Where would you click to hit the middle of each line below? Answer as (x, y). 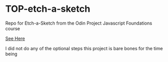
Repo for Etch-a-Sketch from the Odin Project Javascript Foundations (79, 23)
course (13, 28)
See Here (15, 38)
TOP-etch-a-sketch (48, 9)
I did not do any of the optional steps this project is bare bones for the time (84, 48)
